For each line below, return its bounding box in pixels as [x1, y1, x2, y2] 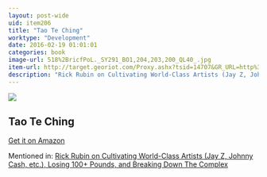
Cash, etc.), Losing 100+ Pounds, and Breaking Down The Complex [8, 160, 229, 169]
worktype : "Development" [8, 33, 91, 42]
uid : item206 [8, 19, 52, 27]
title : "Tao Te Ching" [8, 26, 83, 34]
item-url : [8, 63, 41, 71]
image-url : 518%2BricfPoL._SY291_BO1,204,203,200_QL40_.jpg [8, 56, 212, 64]
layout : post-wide [8, 11, 69, 20]
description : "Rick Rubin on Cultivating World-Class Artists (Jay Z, [8, 71, 247, 79]
